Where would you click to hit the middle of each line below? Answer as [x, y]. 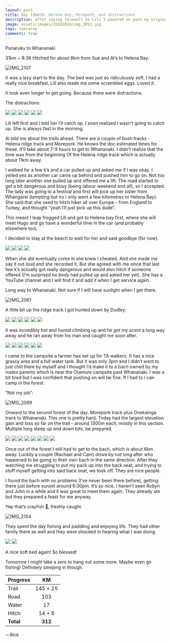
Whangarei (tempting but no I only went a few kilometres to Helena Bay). [81, 197]
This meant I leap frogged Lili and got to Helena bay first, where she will [81, 217]
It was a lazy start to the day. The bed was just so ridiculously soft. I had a [83, 78]
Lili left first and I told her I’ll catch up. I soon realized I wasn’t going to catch [85, 123]
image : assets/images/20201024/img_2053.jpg [53, 24]
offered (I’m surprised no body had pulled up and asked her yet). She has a [84, 275]
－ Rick [12, 635]
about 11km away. [24, 160]
